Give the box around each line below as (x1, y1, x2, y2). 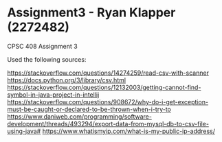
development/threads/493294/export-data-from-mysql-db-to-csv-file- (7, 119, 210, 128)
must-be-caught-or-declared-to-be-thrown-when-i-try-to (7, 105, 172, 113)
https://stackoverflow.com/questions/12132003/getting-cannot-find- (7, 83, 201, 91)
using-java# (7, 127, 41, 135)
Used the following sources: (7, 55, 87, 63)
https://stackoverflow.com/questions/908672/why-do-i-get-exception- (7, 97, 208, 106)
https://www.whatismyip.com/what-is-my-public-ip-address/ (42, 127, 215, 135)
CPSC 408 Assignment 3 (7, 42, 78, 50)
